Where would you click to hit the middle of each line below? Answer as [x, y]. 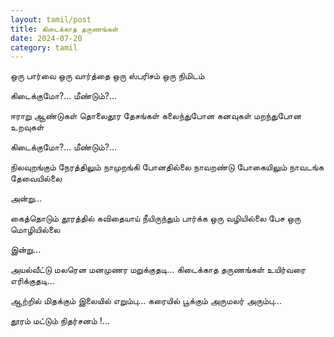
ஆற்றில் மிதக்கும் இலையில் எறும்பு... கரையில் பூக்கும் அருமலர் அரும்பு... [146, 301]
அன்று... [26, 198]
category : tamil [44, 47]
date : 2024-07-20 [46, 38]
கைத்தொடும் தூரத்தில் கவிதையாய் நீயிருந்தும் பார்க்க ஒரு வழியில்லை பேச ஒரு [156, 218]
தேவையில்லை [36, 178]
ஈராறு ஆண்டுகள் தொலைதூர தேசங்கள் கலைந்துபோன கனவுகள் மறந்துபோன [156, 116]
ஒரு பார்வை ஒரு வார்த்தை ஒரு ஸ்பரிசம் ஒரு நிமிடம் [107, 76]
